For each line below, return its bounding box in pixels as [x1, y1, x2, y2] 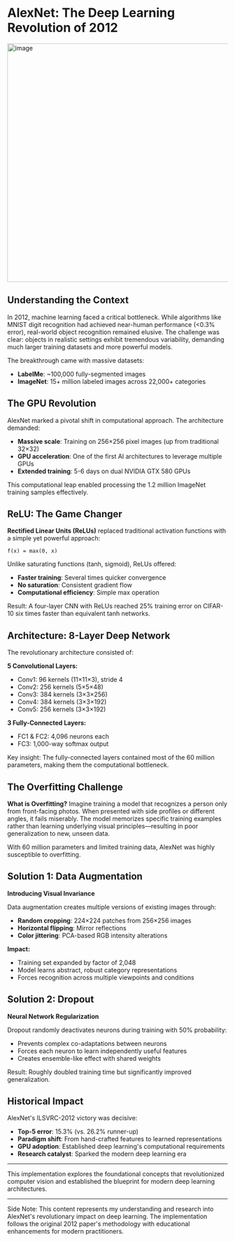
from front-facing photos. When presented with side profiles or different [7, 807, 215, 815]
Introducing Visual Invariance [7, 889, 95, 898]
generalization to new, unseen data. [7, 830, 111, 837]
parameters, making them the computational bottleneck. [7, 761, 169, 769]
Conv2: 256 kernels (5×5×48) [17, 683, 104, 691]
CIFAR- [202, 602, 224, 610]
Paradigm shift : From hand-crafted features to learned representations [17, 1135, 222, 1143]
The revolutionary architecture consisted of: [7, 648, 134, 657]
